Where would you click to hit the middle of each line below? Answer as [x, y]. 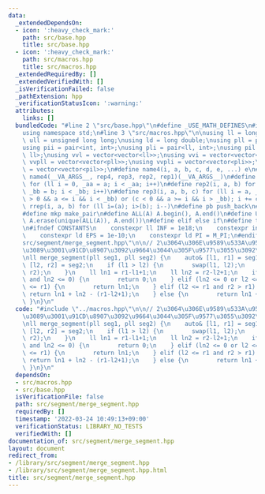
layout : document [37, 448]
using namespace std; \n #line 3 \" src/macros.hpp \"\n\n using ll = [132, 133]
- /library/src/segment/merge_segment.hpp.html [88, 470]
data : [17, 15]
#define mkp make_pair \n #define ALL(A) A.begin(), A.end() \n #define [137, 214]
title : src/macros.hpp [60, 67]
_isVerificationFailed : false [65, 89]
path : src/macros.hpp [58, 60]
